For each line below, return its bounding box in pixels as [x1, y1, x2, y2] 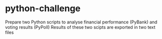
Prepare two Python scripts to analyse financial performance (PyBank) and [5, 19, 158, 25]
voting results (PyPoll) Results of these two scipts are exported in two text [5, 24, 156, 30]
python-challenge [5, 3, 81, 14]
